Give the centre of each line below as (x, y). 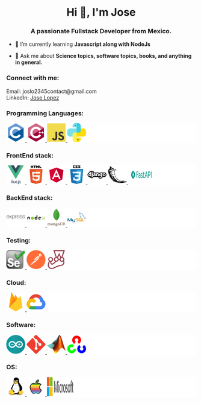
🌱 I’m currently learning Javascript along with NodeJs (82, 44)
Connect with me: (33, 78)
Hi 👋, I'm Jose (101, 12)
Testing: (19, 240)
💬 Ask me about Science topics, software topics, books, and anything (103, 56)
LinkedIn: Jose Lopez (33, 97)
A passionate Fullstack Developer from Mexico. (101, 31)
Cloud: (16, 282)
